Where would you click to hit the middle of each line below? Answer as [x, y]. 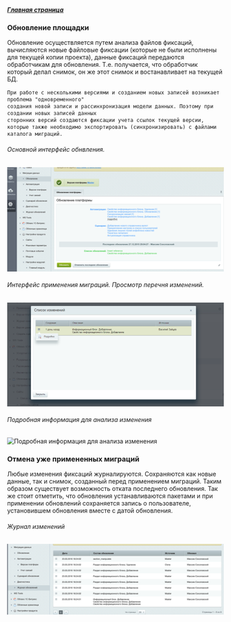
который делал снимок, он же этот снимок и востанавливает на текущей [115, 72]
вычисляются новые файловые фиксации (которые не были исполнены [112, 50]
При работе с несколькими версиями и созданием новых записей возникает [113, 93]
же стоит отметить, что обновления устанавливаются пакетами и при [110, 496]
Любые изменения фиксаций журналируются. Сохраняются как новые [112, 474]
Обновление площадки [48, 28]
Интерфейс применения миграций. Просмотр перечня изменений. [106, 285]
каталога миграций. [35, 134]
